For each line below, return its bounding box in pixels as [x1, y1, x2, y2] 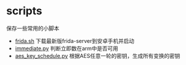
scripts [6, 4, 42, 18]
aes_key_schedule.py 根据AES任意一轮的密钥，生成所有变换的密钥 [14, 52, 180, 59]
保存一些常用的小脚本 [6, 24, 59, 32]
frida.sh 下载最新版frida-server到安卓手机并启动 [14, 37, 135, 44]
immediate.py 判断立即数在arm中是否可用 [14, 45, 119, 52]
